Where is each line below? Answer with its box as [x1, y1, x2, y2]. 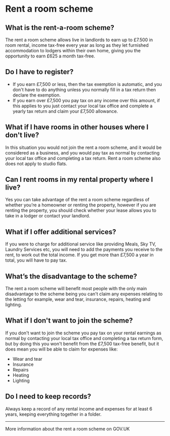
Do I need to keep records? [5, 392, 92, 401]
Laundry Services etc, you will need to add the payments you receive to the [5, 246, 163, 253]
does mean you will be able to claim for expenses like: [5, 346, 118, 352]
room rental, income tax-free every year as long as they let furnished [5, 42, 149, 48]
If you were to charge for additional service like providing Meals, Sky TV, [5, 241, 156, 247]
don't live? [5, 131, 39, 140]
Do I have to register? [5, 68, 74, 76]
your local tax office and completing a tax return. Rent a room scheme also [5, 155, 161, 161]
